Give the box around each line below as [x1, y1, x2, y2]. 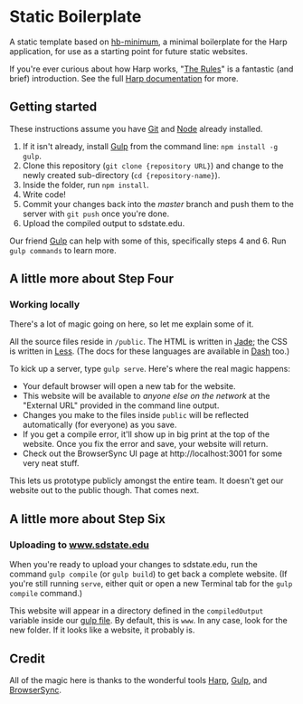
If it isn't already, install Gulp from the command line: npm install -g [22, 140, 279, 151]
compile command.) [9, 588, 83, 599]
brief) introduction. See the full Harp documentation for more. [9, 72, 239, 83]
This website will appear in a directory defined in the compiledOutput [9, 605, 264, 616]
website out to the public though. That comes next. [9, 485, 200, 496]
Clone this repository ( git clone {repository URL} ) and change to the [22, 160, 284, 171]
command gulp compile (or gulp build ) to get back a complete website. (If [9, 568, 288, 580]
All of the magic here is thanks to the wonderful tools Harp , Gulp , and [9, 674, 268, 685]
